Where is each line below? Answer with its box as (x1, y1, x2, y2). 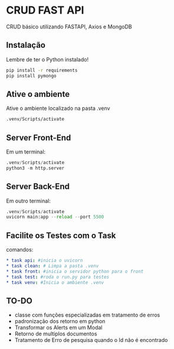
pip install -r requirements (6, 67, 78, 73)
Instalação (6, 40, 46, 50)
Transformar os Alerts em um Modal (14, 324, 103, 331)
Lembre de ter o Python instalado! (6, 56, 89, 63)
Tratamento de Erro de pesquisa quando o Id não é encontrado (14, 337, 168, 344)
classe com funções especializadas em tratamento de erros (14, 311, 160, 319)
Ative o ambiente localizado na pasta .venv (6, 105, 110, 112)
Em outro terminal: (6, 197, 51, 204)
